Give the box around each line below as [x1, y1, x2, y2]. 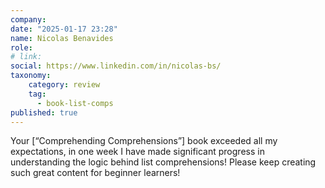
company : [10, 14, 47, 25]
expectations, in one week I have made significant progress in [10, 146, 265, 158]
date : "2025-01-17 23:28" [10, 24, 118, 34]
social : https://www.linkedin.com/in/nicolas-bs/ [10, 61, 222, 71]
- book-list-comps [36, 98, 114, 108]
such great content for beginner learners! [10, 167, 181, 179]
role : [10, 42, 33, 53]
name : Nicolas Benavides [10, 33, 114, 43]
